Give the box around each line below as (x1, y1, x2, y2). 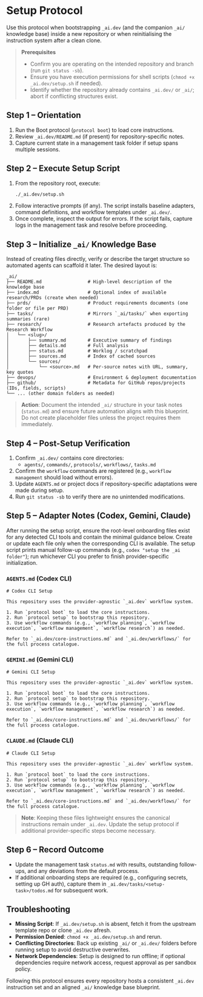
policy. (15, 965, 32, 973)
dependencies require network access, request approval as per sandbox (15, 959, 197, 967)
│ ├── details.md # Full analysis (6, 343, 129, 349)
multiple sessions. (15, 145, 61, 153)
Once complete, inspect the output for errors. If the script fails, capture (15, 215, 193, 223)
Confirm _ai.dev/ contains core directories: (15, 454, 124, 462)
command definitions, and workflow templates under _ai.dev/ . (15, 209, 172, 216)
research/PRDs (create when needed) (6, 295, 99, 301)
